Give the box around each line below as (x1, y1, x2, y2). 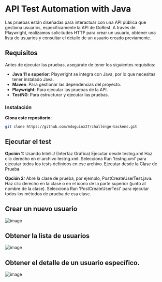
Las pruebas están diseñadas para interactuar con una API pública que (5, 19, 147, 25)
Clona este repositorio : (5, 115, 52, 121)
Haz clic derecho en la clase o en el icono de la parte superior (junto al (5, 180, 146, 186)
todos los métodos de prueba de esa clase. (5, 190, 91, 197)
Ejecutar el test (5, 138, 52, 146)
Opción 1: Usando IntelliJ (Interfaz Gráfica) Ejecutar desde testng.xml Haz (5, 150, 152, 156)
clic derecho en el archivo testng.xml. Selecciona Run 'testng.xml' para (5, 156, 147, 161)
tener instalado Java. (12, 76, 54, 82)
